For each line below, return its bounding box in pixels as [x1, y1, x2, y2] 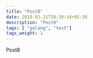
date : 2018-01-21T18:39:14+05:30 [6, 14, 88, 20]
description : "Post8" [6, 19, 59, 25]
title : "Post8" [6, 8, 43, 15]
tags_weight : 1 [6, 30, 43, 36]
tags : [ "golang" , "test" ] [6, 25, 72, 31]
